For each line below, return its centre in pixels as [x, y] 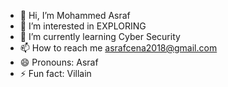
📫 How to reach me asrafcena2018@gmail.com [118, 48]
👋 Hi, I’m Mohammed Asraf [75, 15]
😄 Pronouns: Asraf [59, 62]
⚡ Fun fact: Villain [55, 73]
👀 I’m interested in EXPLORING [83, 26]
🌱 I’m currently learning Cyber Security [100, 36]
